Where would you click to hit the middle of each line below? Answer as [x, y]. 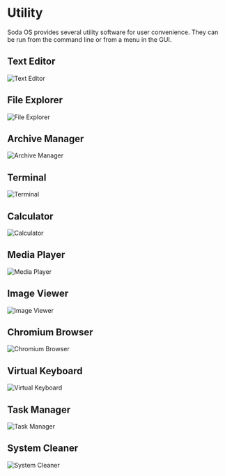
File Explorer [35, 100]
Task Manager [39, 409]
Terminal [27, 177]
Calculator [30, 216]
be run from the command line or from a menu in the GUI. [90, 39]
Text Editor [31, 62]
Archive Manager [46, 138]
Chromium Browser [50, 332]
